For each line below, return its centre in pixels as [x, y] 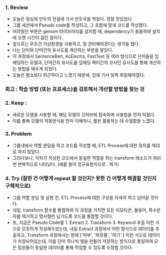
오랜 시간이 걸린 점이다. [40, 38]
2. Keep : [16, 103]
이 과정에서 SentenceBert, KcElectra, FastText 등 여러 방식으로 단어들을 [83, 56]
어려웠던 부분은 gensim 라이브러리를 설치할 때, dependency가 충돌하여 [82, 31]
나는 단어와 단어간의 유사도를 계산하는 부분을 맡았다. [63, 50]
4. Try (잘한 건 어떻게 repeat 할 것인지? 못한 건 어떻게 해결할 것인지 [81, 178]
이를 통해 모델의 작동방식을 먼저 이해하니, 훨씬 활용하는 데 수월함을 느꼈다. [84, 121]
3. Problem [19, 134]
